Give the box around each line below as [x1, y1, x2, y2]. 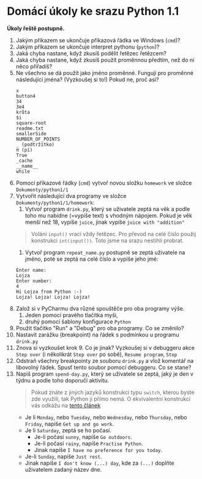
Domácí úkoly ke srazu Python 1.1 [7, 4, 179, 18]
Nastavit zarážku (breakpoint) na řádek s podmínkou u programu [15, 331, 179, 338]
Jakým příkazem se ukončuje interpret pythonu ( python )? [15, 43, 160, 50]
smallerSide [15, 130, 47, 137]
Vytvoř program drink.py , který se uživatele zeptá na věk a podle [24, 205, 190, 213]
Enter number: [15, 278, 52, 284]
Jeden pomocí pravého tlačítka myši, [24, 311, 118, 319]
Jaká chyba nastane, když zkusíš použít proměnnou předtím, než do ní [15, 56, 195, 63]
